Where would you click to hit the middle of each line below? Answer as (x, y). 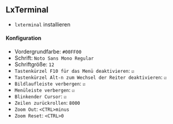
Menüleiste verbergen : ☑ (44, 90)
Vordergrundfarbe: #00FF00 (48, 52)
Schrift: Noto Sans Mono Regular (54, 58)
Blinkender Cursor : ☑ (41, 96)
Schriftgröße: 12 (34, 64)
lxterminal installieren (42, 24)
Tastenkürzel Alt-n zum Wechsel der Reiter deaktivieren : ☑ (90, 77)
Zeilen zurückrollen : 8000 (47, 103)
